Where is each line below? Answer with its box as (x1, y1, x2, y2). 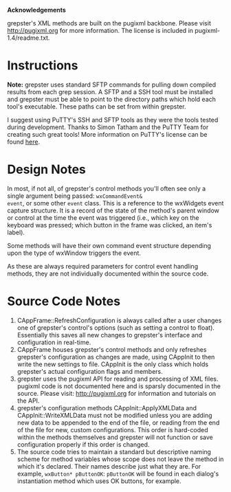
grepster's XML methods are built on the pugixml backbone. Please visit (7, 19, 211, 27)
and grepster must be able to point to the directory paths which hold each (7, 95, 217, 103)
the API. (16, 396, 40, 405)
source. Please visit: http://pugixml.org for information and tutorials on (16, 389, 217, 397)
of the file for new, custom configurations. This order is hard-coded (16, 425, 208, 434)
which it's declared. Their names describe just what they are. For (16, 462, 201, 470)
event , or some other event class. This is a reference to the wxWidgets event (7, 199, 224, 207)
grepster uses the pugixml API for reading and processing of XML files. (16, 374, 219, 383)
